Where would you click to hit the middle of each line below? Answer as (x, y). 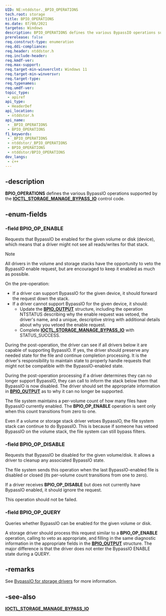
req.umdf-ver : (20, 88)
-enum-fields (26, 214)
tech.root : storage (25, 14)
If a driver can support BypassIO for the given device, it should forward (84, 293)
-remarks (20, 569)
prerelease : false (24, 38)
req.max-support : (23, 65)
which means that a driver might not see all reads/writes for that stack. (77, 244)
